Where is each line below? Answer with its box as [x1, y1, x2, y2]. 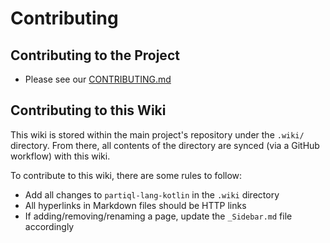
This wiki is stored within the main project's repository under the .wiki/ [10, 128, 305, 141]
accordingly [24, 220, 75, 232]
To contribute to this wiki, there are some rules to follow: [10, 169, 243, 181]
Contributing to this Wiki [10, 102, 167, 119]
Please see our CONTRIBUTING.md [24, 73, 172, 85]
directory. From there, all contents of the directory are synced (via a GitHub [10, 139, 320, 151]
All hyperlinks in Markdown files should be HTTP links [24, 199, 247, 211]
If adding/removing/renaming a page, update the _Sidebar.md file [24, 210, 293, 222]
